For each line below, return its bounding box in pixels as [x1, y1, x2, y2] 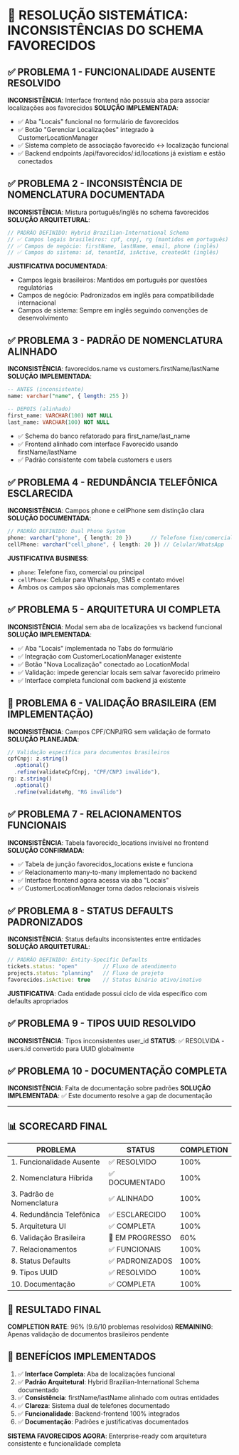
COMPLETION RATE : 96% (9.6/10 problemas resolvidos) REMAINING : [7, 1322, 213, 1331]
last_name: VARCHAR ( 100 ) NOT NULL [7, 418, 110, 426]
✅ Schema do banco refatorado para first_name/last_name [17, 432, 191, 440]
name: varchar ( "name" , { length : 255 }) [7, 392, 129, 400]
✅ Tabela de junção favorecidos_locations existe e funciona [17, 860, 193, 868]
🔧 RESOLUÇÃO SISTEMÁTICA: [7, 7, 188, 24]
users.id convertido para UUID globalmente [7, 1044, 134, 1053]
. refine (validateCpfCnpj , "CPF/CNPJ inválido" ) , [14, 769, 161, 776]
